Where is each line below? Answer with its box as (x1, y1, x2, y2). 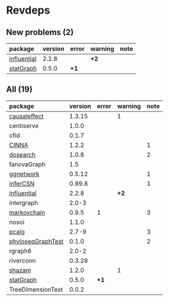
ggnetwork (9, 169, 40, 178)
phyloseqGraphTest (9, 237, 64, 245)
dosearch (9, 150, 36, 159)
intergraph (9, 198, 39, 207)
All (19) (6, 84, 33, 95)
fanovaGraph (9, 160, 46, 168)
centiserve (9, 121, 39, 130)
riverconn (9, 256, 36, 264)
